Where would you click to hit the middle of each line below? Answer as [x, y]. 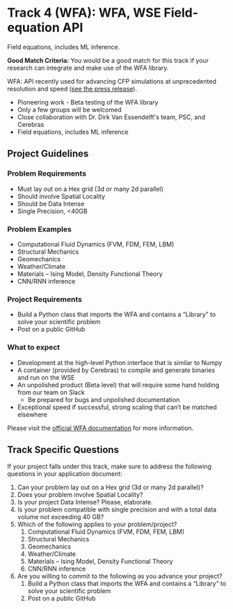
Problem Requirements [47, 174]
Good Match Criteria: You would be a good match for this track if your [108, 60]
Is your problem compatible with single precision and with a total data [117, 509]
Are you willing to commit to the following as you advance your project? [120, 576]
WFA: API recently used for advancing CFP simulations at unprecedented [112, 81]
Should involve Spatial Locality [61, 196]
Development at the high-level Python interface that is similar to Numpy [120, 362]
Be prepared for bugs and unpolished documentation [104, 399]
